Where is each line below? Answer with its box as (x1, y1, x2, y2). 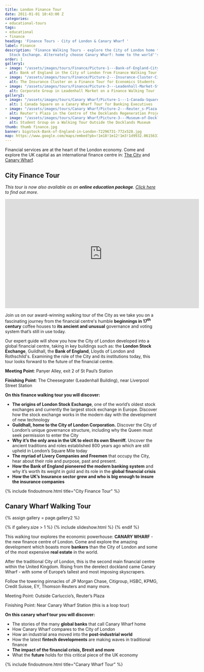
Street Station (5, 382, 32, 388)
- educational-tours (5, 20, 47, 26)
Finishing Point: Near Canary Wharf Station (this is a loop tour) (5, 603, 130, 608)
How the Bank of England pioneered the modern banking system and (12, 463, 154, 469)
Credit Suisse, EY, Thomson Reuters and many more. (5, 584, 110, 589)
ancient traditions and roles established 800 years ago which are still (12, 442, 150, 448)
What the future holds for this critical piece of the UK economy (12, 652, 138, 658)
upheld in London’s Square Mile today (12, 448, 88, 454)
